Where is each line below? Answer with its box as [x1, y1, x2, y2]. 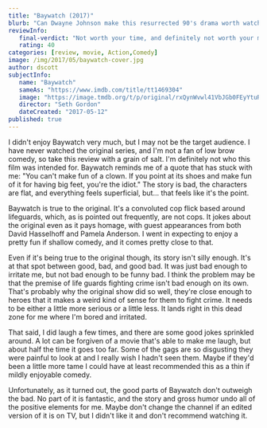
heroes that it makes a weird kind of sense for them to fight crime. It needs [8, 295, 253, 304]
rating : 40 [18, 41, 56, 49]
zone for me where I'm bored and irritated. [8, 312, 147, 321]
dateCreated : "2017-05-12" [18, 108, 109, 116]
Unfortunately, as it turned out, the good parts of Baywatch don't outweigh [8, 385, 253, 395]
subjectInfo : [8, 71, 52, 79]
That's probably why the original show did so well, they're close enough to [8, 286, 253, 296]
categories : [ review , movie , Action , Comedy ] [8, 49, 158, 57]
